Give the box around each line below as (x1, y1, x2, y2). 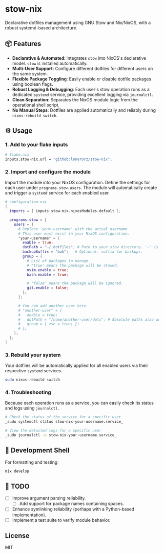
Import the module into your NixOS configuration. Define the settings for (5, 180, 150, 186)
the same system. (12, 71, 48, 76)
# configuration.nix (5, 199, 47, 204)
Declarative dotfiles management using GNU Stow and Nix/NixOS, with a (5, 20, 151, 25)
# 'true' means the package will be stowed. (26, 263, 119, 268)
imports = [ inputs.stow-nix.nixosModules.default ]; (9, 209, 121, 214)
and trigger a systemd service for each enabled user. (5, 190, 110, 196)
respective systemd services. (5, 368, 62, 374)
